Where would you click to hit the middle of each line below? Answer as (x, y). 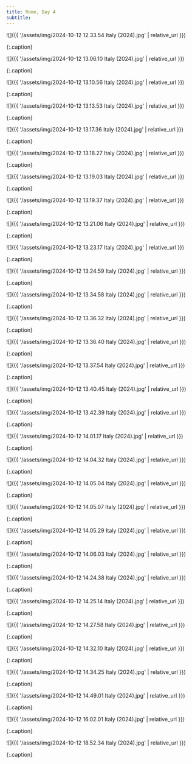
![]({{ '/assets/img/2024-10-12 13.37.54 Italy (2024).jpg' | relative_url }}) (96, 365)
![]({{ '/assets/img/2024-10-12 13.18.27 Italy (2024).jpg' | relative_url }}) (95, 153)
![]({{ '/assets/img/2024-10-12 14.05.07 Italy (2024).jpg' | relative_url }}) (96, 506)
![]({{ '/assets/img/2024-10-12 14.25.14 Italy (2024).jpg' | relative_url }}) (95, 601)
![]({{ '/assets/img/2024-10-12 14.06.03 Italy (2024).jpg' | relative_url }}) (96, 554)
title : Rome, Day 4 (31, 12)
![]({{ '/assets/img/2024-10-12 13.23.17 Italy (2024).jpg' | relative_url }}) (95, 247)
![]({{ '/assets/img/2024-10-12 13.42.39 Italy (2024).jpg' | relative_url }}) (96, 412)
